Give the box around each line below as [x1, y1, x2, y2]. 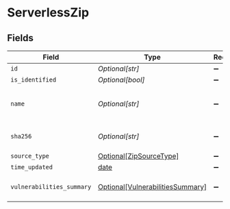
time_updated [10, 163, 53, 171]
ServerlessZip [7, 5, 90, 21]
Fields [7, 32, 34, 44]
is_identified [10, 76, 57, 84]
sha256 [10, 132, 32, 140]
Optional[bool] [98, 75, 145, 84]
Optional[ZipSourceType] [98, 151, 179, 160]
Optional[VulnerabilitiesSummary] [98, 182, 207, 191]
